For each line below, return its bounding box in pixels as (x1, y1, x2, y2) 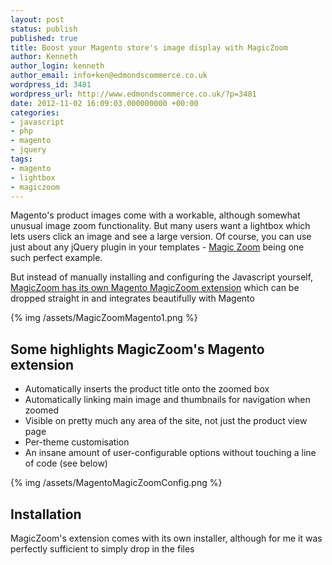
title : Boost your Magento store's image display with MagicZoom (10, 42, 288, 53)
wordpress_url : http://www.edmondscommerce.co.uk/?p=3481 (10, 89, 257, 99)
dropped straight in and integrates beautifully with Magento (10, 292, 255, 305)
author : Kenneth (10, 52, 78, 62)
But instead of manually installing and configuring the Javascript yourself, (10, 271, 314, 283)
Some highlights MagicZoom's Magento (10, 341, 265, 358)
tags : (10, 154, 33, 164)
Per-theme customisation (24, 436, 130, 448)
